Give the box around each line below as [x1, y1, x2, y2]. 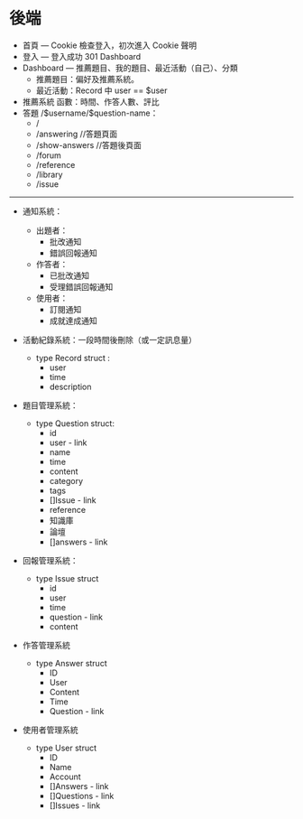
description [49, 381, 92, 392]
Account [49, 771, 81, 782]
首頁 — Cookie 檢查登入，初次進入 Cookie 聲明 [22, 40, 197, 51]
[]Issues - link [49, 800, 101, 811]
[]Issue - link [49, 494, 96, 506]
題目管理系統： [22, 399, 78, 411]
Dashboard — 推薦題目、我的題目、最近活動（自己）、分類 [22, 62, 238, 73]
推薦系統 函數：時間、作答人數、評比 [22, 96, 160, 107]
